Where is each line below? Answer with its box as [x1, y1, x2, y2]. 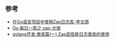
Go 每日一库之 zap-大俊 [12, 25, 61, 31]
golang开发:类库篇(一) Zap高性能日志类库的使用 [12, 31, 110, 37]
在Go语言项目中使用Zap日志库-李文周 [12, 19, 89, 25]
